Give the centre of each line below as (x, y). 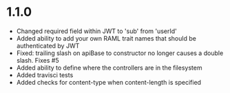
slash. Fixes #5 (38, 60)
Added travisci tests (45, 75)
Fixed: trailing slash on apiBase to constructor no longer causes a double (120, 53)
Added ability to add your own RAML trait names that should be (106, 38)
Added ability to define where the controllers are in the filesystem (109, 68)
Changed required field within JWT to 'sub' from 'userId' (96, 31)
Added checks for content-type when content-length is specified (108, 82)
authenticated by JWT (48, 45)
